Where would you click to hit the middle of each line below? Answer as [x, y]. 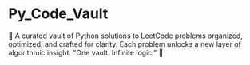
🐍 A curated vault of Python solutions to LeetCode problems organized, [126, 36]
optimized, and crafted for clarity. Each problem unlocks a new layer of [125, 44]
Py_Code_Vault [58, 14]
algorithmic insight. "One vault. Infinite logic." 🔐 [86, 52]
